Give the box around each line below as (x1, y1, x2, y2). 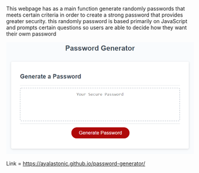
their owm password (6, 30, 57, 37)
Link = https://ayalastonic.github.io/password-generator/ (6, 160, 145, 167)
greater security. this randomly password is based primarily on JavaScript (6, 18, 188, 24)
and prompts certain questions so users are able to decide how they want (6, 24, 187, 31)
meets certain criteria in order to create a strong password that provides (6, 11, 184, 18)
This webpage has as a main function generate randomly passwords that (6, 5, 185, 12)
